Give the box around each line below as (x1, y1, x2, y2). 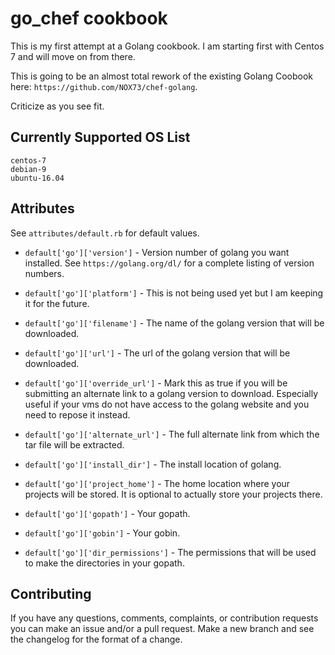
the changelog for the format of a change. (10, 633, 183, 646)
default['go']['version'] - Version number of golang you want (24, 246, 290, 258)
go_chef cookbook (10, 7, 168, 30)
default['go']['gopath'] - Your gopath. (24, 507, 191, 519)
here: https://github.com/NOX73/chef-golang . (10, 80, 198, 92)
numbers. (24, 267, 65, 279)
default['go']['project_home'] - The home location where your (24, 477, 291, 489)
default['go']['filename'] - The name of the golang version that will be (24, 317, 325, 329)
